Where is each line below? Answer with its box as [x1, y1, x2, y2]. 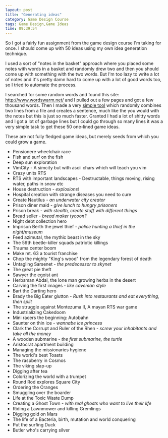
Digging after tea [12, 368, 48, 374]
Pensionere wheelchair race [12, 149, 71, 155]
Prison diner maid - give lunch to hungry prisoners [12, 202, 118, 208]
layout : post [5, 7, 33, 13]
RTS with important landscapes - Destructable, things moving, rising [12, 175, 155, 181]
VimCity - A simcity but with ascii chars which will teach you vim [12, 165, 147, 171]
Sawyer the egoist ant [12, 272, 59, 278]
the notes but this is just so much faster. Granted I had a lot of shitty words [5, 113, 160, 119]
